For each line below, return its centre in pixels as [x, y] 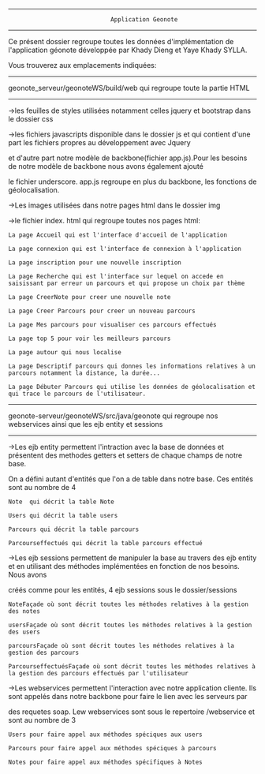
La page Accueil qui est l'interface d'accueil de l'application [118, 235]
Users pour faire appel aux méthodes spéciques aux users [105, 735]
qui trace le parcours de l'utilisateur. [77, 394]
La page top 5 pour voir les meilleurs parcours [90, 338]
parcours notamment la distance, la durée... [84, 373]
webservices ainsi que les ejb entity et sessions [86, 424]
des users [24, 632]
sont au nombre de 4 [42, 487]
